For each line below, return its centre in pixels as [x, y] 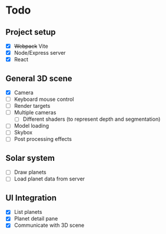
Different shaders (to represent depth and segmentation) [92, 119]
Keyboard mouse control [44, 99]
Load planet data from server [49, 179]
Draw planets [30, 172]
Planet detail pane [36, 219]
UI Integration [31, 198]
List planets [28, 212]
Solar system [30, 158]
